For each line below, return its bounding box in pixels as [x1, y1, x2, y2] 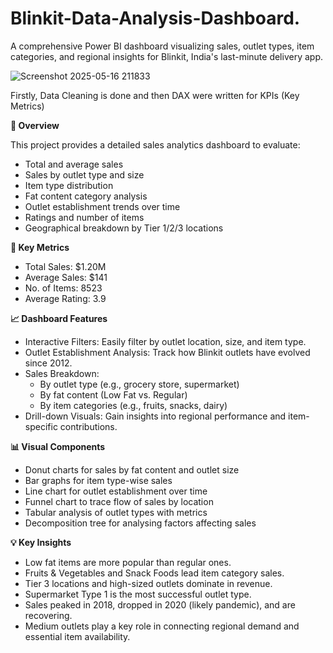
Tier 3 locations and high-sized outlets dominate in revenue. [24, 577, 273, 589]
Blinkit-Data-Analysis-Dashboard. [10, 7, 301, 30]
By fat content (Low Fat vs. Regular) [39, 388, 188, 401]
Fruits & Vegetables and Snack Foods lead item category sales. [24, 567, 285, 579]
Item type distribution [24, 179, 114, 191]
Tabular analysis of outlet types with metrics [24, 506, 208, 518]
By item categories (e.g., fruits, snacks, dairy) [39, 399, 228, 411]
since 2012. [24, 357, 73, 369]
